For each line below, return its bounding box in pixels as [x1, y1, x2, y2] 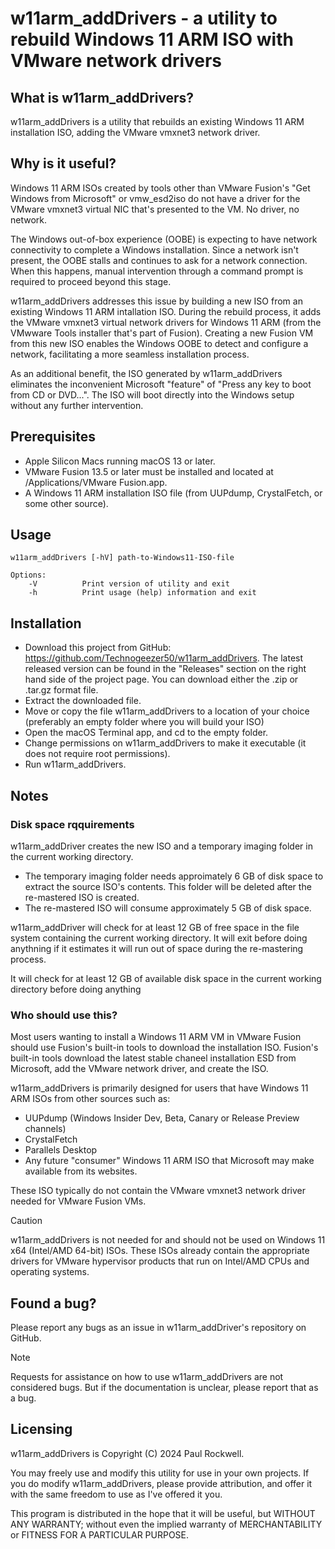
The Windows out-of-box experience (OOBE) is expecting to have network [10, 233, 318, 245]
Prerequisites [10, 428, 96, 446]
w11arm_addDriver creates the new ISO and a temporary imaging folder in [10, 840, 313, 852]
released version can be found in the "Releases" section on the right [24, 663, 307, 675]
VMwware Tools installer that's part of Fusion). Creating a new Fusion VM [10, 327, 314, 339]
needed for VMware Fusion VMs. [10, 1195, 147, 1207]
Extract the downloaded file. [24, 695, 142, 707]
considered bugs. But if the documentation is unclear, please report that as [10, 1382, 319, 1394]
